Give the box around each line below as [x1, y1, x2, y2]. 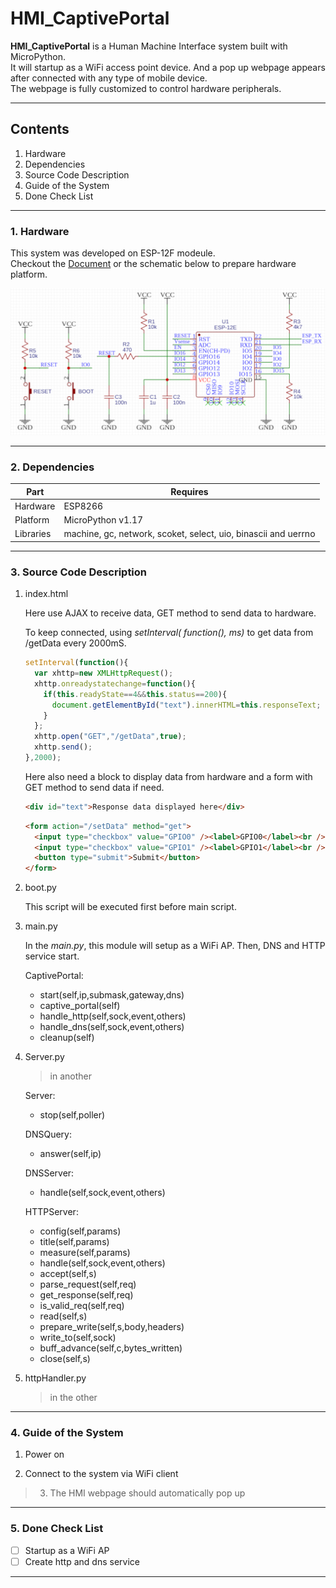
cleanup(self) [39, 1032, 95, 1044]
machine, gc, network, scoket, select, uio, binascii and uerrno [63, 528, 316, 540]
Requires [170, 485, 209, 497]
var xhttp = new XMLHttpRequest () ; [34, 668, 174, 679]
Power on [24, 1448, 65, 1461]
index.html [24, 588, 69, 600]
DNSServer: [24, 1167, 75, 1179]
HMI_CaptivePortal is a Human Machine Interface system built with [10, 40, 288, 52]
